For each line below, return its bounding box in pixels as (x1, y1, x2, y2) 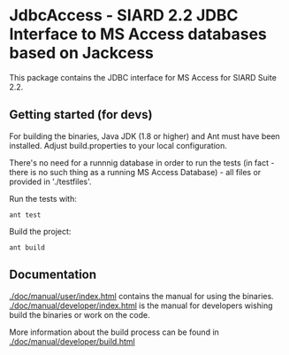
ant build (9, 243, 46, 252)
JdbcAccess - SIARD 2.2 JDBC (9, 5, 239, 26)
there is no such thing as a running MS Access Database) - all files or (9, 166, 262, 177)
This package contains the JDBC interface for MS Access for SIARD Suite (9, 72, 277, 82)
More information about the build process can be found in (9, 327, 219, 337)
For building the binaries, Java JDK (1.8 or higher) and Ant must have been (9, 130, 280, 142)
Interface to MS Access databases (9, 24, 268, 44)
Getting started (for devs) (9, 107, 153, 122)
